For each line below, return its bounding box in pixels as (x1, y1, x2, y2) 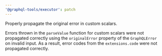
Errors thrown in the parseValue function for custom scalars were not (5, 30, 144, 36)
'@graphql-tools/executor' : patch (5, 7, 76, 12)
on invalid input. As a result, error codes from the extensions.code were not (5, 40, 158, 46)
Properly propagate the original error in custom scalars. (5, 20, 117, 26)
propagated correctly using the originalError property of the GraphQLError (5, 35, 157, 41)
